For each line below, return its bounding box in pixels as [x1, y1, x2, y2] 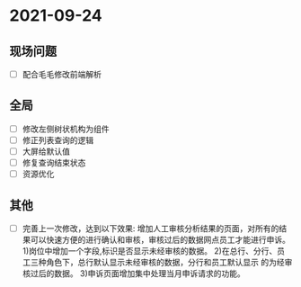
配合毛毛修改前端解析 [22, 69, 102, 79]
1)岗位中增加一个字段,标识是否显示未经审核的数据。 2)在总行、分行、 [22, 246, 278, 256]
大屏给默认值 [22, 146, 70, 157]
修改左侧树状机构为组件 [22, 123, 110, 134]
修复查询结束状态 [22, 157, 86, 168]
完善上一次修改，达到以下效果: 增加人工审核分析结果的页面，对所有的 [22, 223, 279, 234]
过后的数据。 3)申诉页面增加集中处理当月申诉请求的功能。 [30, 268, 245, 279]
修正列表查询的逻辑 [22, 134, 94, 145]
